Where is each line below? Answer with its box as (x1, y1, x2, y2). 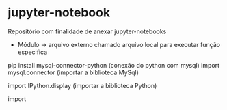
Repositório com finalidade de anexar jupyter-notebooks (8, 27, 167, 36)
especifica (17, 48, 48, 56)
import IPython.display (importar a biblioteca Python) (8, 81, 157, 90)
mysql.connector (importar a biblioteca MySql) (8, 68, 139, 77)
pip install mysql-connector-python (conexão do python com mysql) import (8, 61, 220, 69)
